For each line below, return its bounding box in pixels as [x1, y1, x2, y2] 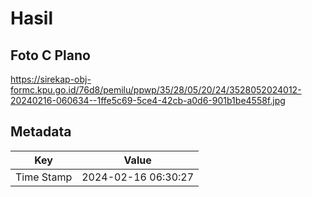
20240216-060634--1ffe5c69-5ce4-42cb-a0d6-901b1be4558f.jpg [10, 95, 286, 106]
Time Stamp [15, 170, 73, 184]
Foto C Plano [10, 47, 91, 64]
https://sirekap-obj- [10, 73, 92, 85]
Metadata [10, 123, 72, 141]
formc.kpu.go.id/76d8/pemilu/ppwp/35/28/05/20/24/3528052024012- [10, 84, 302, 96]
